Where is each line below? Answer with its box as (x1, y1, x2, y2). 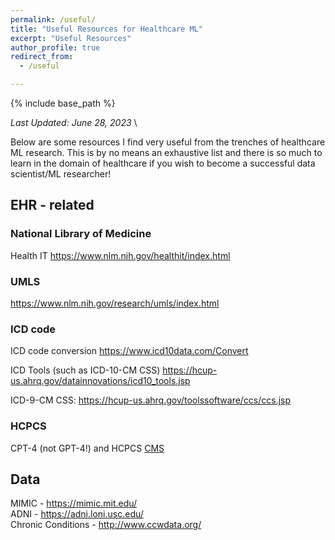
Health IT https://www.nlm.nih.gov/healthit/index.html (10, 249, 231, 261)
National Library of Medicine (10, 227, 152, 241)
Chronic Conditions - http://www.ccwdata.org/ (10, 519, 202, 531)
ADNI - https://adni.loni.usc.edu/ (10, 508, 144, 520)
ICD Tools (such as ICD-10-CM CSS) (10, 364, 161, 376)
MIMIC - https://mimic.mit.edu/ (10, 497, 138, 510)
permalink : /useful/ (10, 14, 97, 25)
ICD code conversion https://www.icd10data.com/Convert (10, 345, 249, 357)
